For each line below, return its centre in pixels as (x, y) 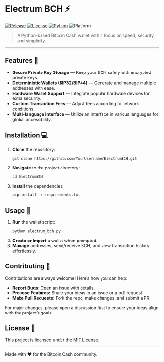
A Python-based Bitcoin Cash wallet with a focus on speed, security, (86, 35)
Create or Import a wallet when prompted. (55, 241)
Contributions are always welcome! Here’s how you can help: (66, 278)
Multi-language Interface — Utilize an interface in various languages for (85, 114)
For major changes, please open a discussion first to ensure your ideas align (82, 307)
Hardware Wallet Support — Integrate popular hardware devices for (81, 93)
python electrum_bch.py (36, 231)
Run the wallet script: (33, 222)
